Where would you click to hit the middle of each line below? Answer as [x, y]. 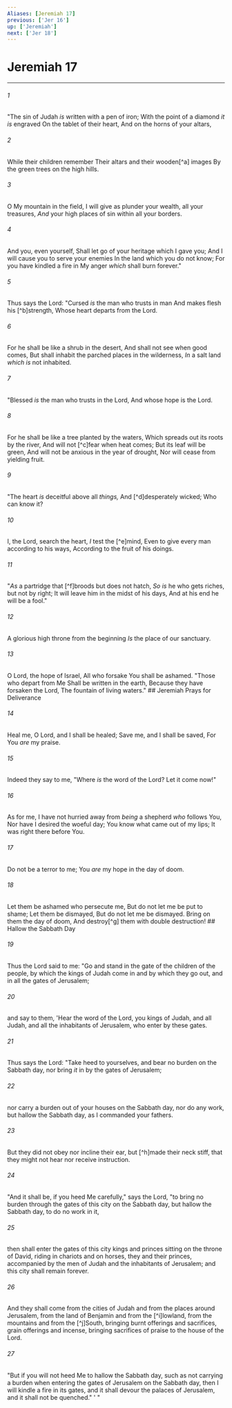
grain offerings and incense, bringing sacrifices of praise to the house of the [116, 1330]
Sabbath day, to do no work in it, [53, 1212]
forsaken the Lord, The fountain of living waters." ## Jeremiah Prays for [109, 690]
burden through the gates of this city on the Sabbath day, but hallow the [109, 1204]
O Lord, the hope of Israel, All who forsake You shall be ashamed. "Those [111, 675]
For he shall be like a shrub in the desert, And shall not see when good [107, 348]
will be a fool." [27, 601]
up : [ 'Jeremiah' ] [32, 26]
